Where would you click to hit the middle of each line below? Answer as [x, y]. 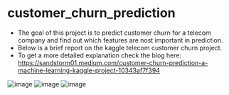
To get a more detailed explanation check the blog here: [100, 55]
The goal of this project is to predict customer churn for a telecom [114, 33]
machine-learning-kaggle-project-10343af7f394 [89, 70]
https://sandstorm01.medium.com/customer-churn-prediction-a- [113, 62]
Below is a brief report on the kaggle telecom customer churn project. [120, 47]
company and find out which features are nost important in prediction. [120, 40]
